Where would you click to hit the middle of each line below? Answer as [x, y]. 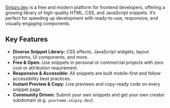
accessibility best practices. [42, 79]
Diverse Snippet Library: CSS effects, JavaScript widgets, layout [81, 51]
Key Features [27, 39]
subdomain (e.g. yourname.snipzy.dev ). [53, 100]
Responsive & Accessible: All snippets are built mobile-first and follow [87, 73]
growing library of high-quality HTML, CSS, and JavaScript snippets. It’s [80, 13]
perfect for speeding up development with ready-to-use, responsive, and [82, 18]
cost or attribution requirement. [45, 67]
